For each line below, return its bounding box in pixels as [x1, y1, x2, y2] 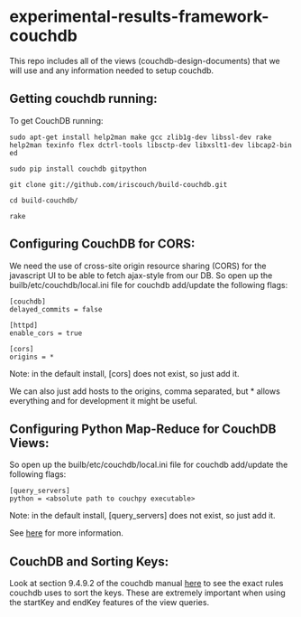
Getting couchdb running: [9, 91, 158, 107]
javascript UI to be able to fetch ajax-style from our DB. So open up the [9, 269, 273, 281]
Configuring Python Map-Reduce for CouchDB [9, 421, 277, 436]
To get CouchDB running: [9, 115, 104, 126]
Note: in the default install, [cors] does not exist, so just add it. [9, 368, 241, 379]
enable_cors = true [9, 328, 83, 338]
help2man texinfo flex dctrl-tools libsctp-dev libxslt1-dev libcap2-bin [9, 140, 293, 150]
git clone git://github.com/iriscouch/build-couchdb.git [9, 180, 228, 189]
